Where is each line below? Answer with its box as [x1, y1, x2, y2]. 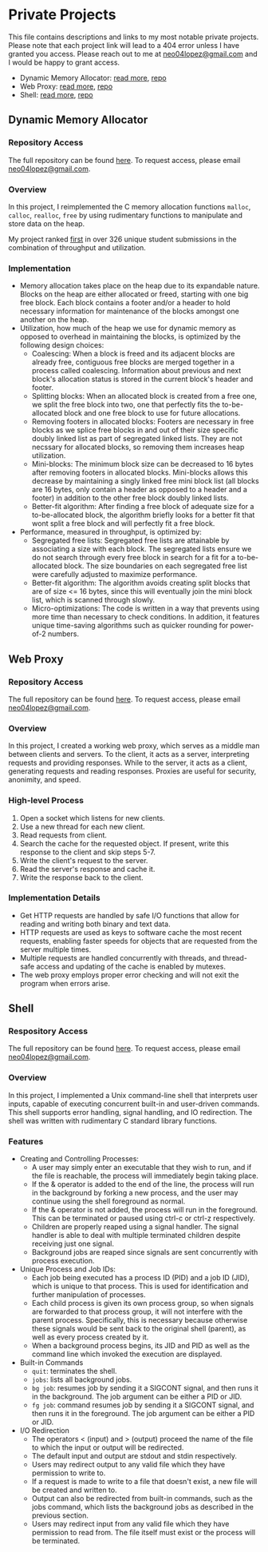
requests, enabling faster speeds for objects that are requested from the [19, 936, 258, 945]
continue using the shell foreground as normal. [31, 1196, 186, 1206]
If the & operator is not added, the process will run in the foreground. [31, 1205, 258, 1215]
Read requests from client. [19, 830, 108, 840]
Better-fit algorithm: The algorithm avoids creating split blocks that [31, 578, 250, 588]
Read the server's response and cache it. [19, 864, 156, 873]
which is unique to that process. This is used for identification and [31, 1281, 249, 1291]
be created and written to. [31, 1485, 117, 1495]
